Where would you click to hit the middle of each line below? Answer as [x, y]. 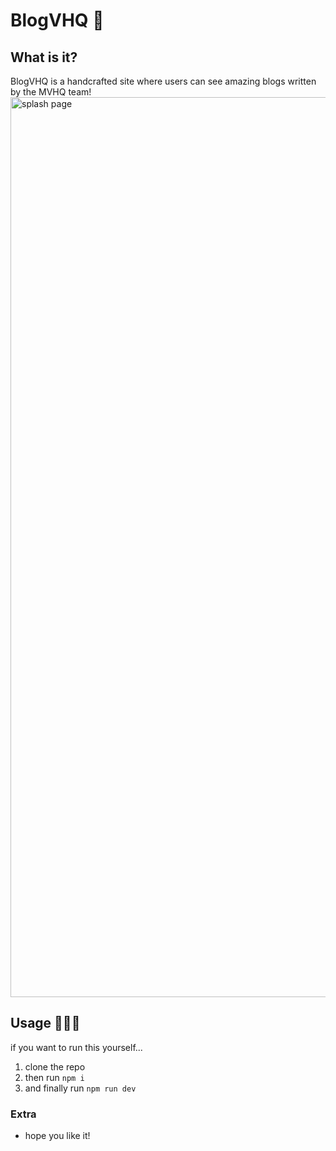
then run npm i [54, 1077]
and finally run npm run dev [80, 1088]
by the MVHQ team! [51, 92]
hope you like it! [57, 1136]
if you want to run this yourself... [76, 1047]
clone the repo [55, 1066]
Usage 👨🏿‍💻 [45, 1023]
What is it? [44, 57]
